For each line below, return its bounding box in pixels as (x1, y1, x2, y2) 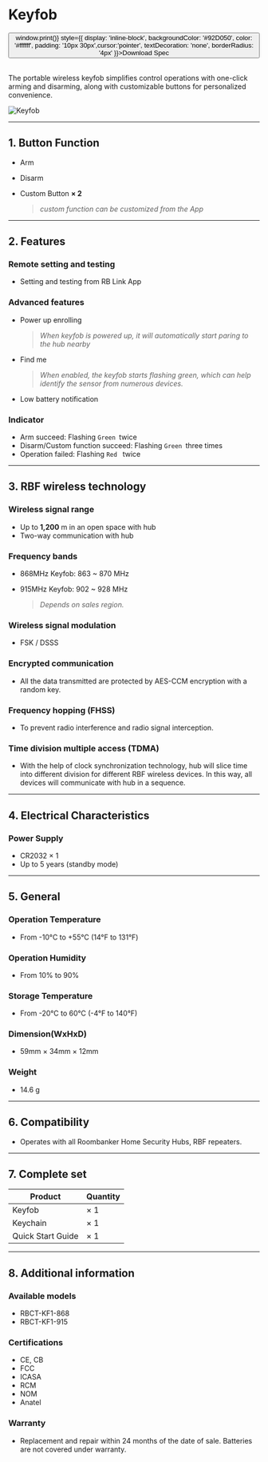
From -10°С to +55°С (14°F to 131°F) (19, 932, 139, 942)
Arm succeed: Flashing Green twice (19, 432, 137, 442)
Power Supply (8, 832, 64, 843)
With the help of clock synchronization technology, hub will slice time (19, 761, 248, 771)
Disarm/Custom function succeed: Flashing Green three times (19, 441, 223, 451)
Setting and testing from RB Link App (19, 277, 142, 286)
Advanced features (8, 297, 85, 308)
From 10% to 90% (19, 970, 80, 979)
